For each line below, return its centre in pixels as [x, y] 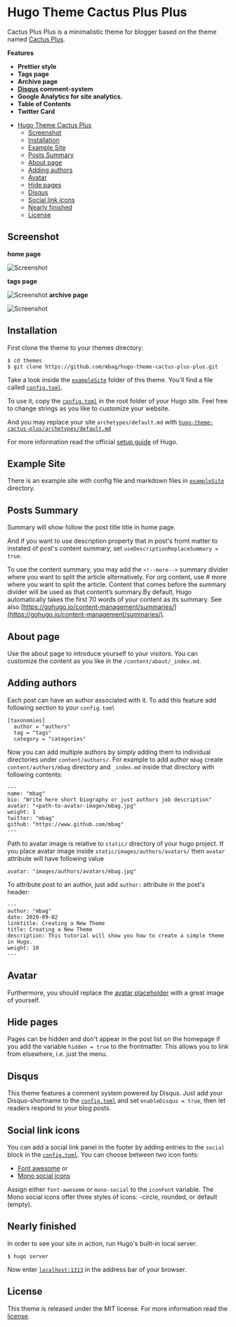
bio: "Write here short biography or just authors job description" [110, 800]
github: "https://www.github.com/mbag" [66, 824]
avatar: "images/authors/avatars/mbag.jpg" [72, 871]
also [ [15, 607]
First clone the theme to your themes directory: [76, 347]
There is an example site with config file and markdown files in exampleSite [116, 481]
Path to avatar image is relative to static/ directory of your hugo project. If [116, 843]
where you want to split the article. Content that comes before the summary [117, 584]
